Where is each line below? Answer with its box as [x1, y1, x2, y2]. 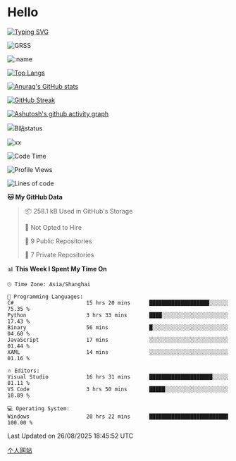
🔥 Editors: [7, 367, 40, 374]
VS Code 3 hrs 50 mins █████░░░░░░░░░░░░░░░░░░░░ [7, 386, 229, 393]
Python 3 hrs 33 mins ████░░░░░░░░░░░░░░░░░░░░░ [7, 312, 229, 319]
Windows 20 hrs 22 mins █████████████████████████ [7, 413, 229, 420]
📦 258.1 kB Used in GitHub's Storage [24, 207, 133, 215]
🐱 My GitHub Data [7, 192, 63, 201]
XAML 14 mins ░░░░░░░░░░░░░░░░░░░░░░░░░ [7, 348, 229, 356]
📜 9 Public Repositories [24, 237, 92, 245]
